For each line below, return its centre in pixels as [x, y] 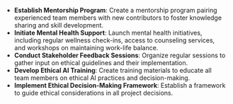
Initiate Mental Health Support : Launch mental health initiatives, [108, 33]
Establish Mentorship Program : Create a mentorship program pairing [115, 10]
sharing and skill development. [59, 25]
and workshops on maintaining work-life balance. [86, 48]
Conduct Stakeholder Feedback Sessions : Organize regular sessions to [120, 55]
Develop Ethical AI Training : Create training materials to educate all [113, 70]
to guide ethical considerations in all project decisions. [93, 93]
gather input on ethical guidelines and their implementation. [101, 63]
